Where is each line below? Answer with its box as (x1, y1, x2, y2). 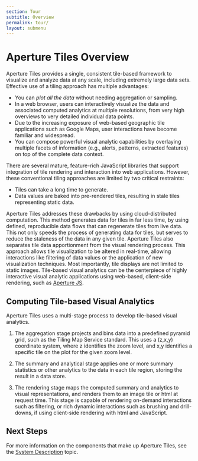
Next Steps (6, 426, 48, 436)
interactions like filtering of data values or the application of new (6, 254, 163, 261)
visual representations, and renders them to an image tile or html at (14, 391, 178, 397)
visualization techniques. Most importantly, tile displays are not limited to (6, 261, 183, 268)
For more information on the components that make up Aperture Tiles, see (6, 441, 187, 449)
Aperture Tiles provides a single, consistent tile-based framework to (6, 70, 173, 77)
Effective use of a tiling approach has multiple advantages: (6, 83, 149, 90)
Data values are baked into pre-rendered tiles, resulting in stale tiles (14, 193, 180, 200)
